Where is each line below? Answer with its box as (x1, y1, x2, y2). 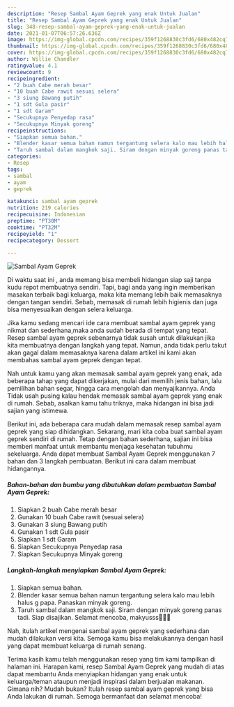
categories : (7, 153, 42, 161)
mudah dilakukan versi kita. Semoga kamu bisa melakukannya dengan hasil (7, 634, 224, 643)
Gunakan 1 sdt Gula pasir (17, 528, 89, 536)
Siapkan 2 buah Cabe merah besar (17, 505, 117, 514)
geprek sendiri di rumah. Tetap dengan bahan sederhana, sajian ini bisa (7, 435, 212, 443)
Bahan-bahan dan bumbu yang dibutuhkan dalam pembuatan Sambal (7, 480, 217, 489)
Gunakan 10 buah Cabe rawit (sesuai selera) (17, 513, 144, 521)
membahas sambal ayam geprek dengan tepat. (7, 356, 143, 364)
